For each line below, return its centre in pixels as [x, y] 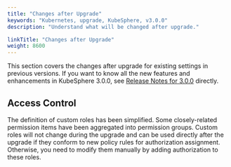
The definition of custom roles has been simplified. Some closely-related [112, 119]
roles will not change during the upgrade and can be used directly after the [116, 135]
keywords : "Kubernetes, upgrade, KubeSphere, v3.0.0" [88, 20]
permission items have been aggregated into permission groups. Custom [113, 127]
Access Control [42, 103]
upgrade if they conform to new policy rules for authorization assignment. [114, 142]
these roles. [24, 157]
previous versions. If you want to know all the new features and [99, 74]
